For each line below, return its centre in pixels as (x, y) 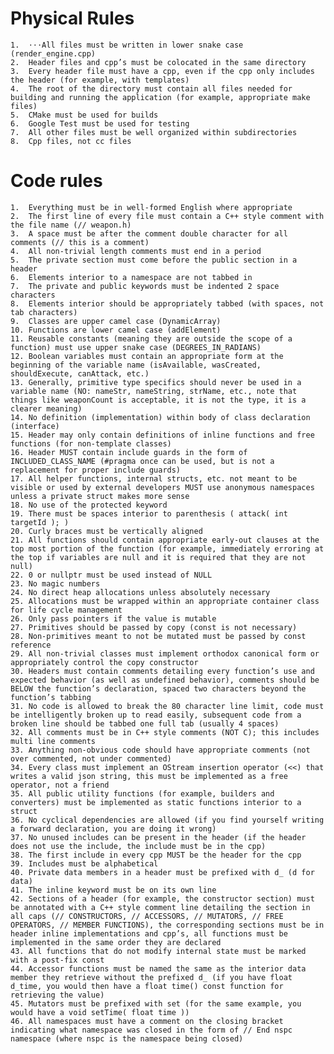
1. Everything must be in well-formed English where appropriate (151, 207)
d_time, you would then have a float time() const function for (147, 986)
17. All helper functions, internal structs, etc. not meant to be (154, 478)
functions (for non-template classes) (91, 443)
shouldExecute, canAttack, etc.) (80, 373)
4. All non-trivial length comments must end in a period (136, 251)
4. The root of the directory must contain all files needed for (151, 88)
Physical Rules (72, 18)
